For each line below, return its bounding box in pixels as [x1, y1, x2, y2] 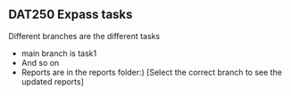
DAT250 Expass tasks [8, 7, 133, 22]
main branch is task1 [21, 48, 97, 59]
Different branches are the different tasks [8, 30, 161, 41]
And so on [21, 57, 60, 68]
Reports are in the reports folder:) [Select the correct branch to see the [21, 67, 283, 77]
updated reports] [21, 76, 84, 87]
